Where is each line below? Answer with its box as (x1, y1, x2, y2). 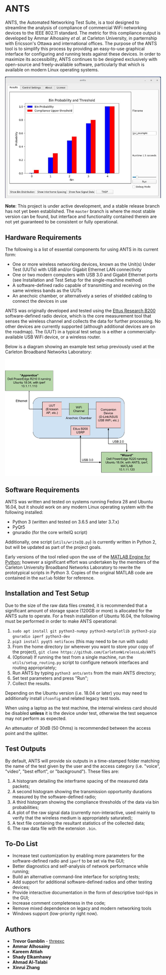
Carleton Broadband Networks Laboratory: (5, 349, 92, 355)
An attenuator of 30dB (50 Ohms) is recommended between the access (5, 725, 151, 731)
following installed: (5, 509, 43, 515)
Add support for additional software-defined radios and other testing (12, 879, 152, 885)
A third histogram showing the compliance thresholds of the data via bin (12, 799, 159, 805)
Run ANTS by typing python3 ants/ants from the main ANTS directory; (12, 670, 156, 676)
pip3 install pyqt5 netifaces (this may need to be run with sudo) (12, 638, 148, 644)
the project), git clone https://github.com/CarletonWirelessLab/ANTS (12, 649, 156, 654)
